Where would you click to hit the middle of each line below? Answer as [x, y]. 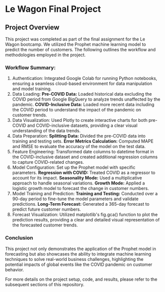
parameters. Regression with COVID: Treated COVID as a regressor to [84, 173]
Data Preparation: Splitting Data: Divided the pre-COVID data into [79, 136]
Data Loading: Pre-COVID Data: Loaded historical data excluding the [82, 94]
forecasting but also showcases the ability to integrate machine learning [78, 254]
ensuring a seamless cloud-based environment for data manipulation [82, 84]
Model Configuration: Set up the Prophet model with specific [74, 167]
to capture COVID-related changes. [48, 162]
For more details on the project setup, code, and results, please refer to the [81, 279]
